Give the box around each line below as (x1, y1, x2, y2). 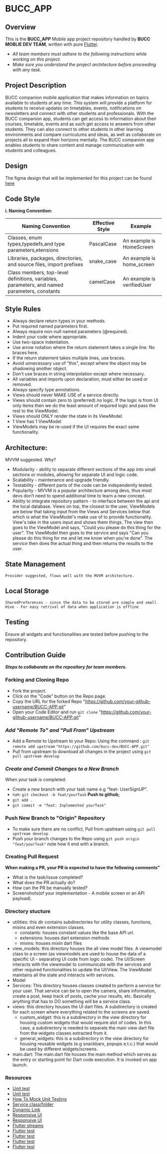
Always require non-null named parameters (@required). (12, 329, 128, 335)
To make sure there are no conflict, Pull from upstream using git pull (12, 826, 156, 832)
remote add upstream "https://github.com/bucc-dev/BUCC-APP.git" (12, 744, 150, 749)
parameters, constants (7, 288, 61, 295)
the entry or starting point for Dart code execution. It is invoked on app (12, 1056, 157, 1063)
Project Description (5, 81, 67, 90)
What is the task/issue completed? (12, 874, 83, 880)
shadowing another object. (12, 365, 68, 371)
